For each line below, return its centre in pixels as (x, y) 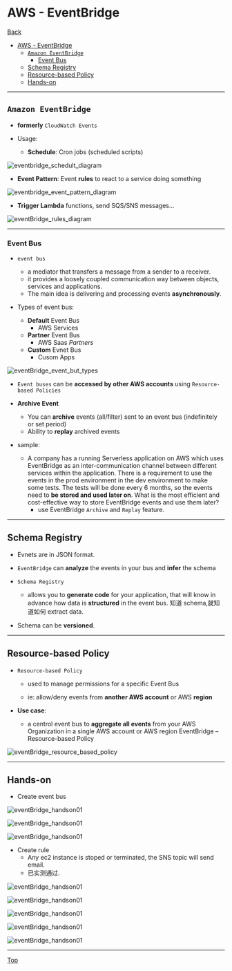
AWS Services (58, 328)
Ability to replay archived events (74, 432)
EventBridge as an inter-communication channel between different (122, 466)
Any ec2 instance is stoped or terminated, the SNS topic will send (120, 858)
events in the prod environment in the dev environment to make (118, 480)
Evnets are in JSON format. (56, 554)
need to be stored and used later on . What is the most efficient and (123, 495)
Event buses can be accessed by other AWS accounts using (104, 384)
